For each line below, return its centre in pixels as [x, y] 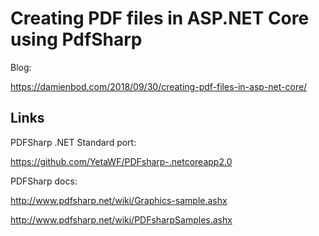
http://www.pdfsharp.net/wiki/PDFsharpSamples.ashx [121, 219]
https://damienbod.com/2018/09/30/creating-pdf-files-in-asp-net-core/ [159, 86]
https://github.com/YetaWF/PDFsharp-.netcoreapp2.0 [121, 161]
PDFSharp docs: [44, 181]
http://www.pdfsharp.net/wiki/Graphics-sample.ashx [119, 200]
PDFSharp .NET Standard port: [73, 142]
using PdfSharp [76, 39]
